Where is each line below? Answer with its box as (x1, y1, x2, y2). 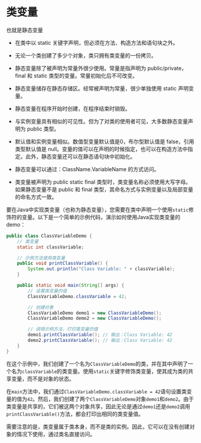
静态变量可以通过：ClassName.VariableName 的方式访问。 (14, 165, 160, 172)
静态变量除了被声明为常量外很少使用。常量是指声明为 (14, 64, 147, 72)
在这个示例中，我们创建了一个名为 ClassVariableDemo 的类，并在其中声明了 (6, 360, 188, 367)
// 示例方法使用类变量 (17, 255, 66, 261)
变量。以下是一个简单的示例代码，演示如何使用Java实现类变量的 (22, 213, 181, 220)
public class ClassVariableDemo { (6, 233, 93, 239)
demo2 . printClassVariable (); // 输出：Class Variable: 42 (28, 338, 172, 344)
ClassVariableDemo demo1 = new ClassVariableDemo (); (28, 310, 162, 316)
